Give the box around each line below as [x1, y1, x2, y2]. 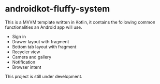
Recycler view [12, 49, 40, 55]
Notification [12, 59, 35, 65]
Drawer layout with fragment [12, 38, 69, 44]
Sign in [12, 34, 26, 39]
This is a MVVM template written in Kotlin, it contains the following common [5, 19, 156, 25]
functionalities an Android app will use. [5, 24, 82, 30]
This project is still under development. [5, 73, 83, 79]
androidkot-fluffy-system [5, 3, 110, 14]
